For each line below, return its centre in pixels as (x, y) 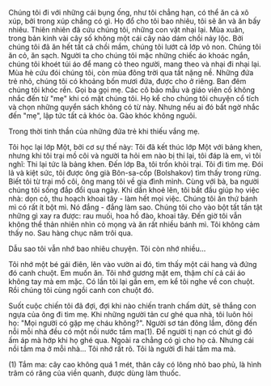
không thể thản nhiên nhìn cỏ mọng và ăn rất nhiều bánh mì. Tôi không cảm (134, 224)
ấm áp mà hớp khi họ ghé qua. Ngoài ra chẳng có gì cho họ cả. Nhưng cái (131, 340)
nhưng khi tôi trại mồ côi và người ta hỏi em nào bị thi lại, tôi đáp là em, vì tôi (135, 155)
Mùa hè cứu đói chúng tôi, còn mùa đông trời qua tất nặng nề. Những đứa (131, 72)
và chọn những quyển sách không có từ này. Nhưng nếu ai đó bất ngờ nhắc (134, 107)
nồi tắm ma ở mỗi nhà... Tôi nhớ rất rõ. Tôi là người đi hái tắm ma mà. (122, 349)
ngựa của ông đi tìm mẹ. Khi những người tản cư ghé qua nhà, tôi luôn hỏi (131, 314)
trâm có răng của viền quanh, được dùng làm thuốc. (95, 373)
